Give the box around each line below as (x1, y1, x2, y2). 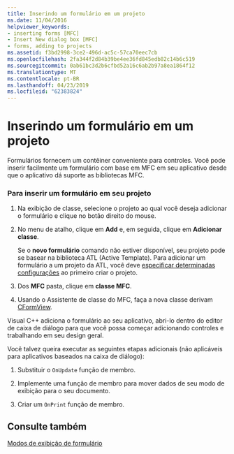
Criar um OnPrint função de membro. (17, 400, 124, 409)
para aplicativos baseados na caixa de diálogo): (7, 352, 145, 360)
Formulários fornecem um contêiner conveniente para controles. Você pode (7, 156, 226, 165)
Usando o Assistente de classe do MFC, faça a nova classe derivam (17, 295, 213, 304)
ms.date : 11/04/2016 (7, 17, 68, 24)
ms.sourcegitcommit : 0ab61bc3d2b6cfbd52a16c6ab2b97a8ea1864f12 (7, 62, 196, 69)
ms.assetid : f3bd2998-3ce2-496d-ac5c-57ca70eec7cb (7, 50, 158, 57)
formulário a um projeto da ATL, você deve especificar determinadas (17, 261, 215, 270)
